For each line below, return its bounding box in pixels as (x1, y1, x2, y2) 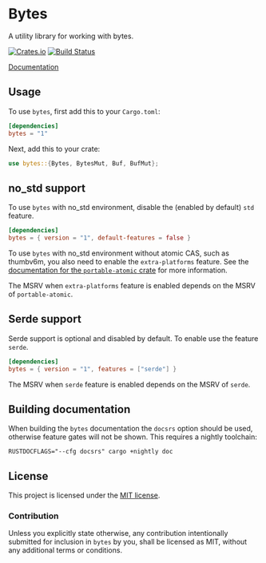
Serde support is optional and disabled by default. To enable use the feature (8, 333, 259, 343)
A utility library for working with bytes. (8, 31, 134, 41)
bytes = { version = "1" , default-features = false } (8, 234, 192, 242)
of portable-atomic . (8, 289, 73, 299)
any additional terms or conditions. (8, 545, 122, 555)
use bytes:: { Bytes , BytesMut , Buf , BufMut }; (8, 159, 159, 168)
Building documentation (8, 402, 131, 416)
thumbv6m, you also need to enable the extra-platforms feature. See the (8, 256, 249, 266)
